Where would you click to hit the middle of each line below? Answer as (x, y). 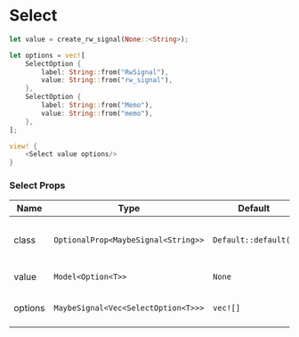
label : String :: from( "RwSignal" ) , (105, 72)
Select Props (37, 185)
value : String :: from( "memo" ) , (97, 113)
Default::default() (254, 240)
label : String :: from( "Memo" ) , (97, 105)
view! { (24, 146)
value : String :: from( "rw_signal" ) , (107, 80)
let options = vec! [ (48, 55)
